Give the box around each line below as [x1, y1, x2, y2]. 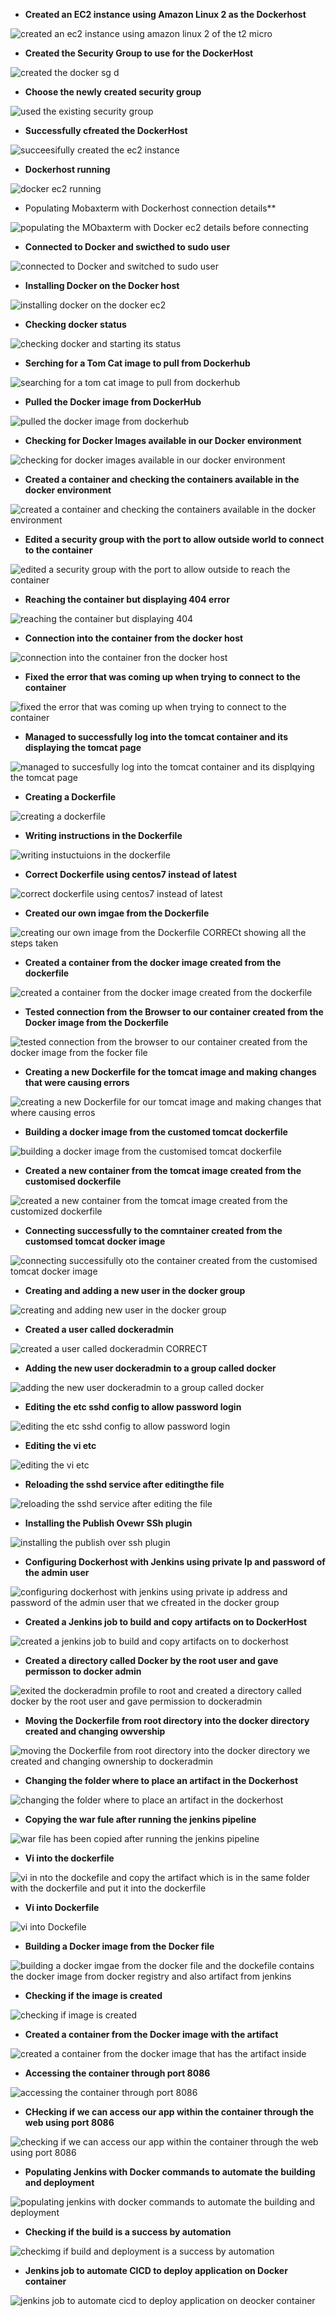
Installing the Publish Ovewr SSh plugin [24, 1517, 193, 1529]
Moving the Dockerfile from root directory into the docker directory [24, 1715, 310, 1726]
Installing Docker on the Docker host [24, 280, 180, 291]
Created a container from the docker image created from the [24, 957, 282, 968]
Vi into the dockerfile [24, 1852, 115, 1864]
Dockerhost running [24, 164, 111, 175]
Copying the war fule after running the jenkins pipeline [24, 1814, 257, 1825]
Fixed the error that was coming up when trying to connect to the [24, 671, 301, 683]
